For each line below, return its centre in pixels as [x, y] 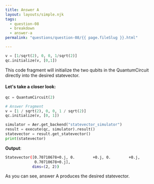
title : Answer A [22, 10]
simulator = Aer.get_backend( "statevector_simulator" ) [64, 125]
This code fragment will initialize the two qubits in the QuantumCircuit [77, 70]
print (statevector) [26, 138]
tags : [11, 19]
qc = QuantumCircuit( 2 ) [30, 97]
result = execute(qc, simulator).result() [50, 129]
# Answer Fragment [24, 106]
